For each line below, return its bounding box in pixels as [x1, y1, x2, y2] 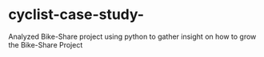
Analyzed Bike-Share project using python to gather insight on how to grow [8, 32, 257, 41]
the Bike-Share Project [8, 40, 83, 49]
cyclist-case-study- [8, 6, 145, 24]
